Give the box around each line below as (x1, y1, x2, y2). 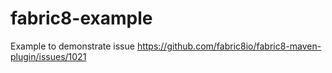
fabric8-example (10, 7, 153, 30)
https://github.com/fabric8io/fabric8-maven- (136, 40, 322, 52)
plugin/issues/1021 (10, 50, 87, 62)
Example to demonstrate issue (10, 40, 135, 52)
